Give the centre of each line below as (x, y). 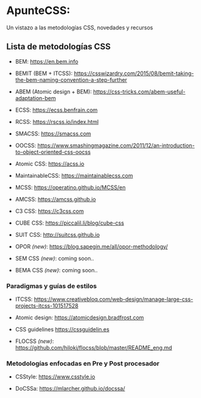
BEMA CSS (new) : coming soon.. (56, 270)
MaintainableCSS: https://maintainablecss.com (74, 175)
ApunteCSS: (38, 11)
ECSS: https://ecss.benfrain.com (56, 110)
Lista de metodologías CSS (59, 47)
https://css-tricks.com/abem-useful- (139, 92)
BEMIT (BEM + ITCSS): (44, 73)
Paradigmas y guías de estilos (52, 286)
